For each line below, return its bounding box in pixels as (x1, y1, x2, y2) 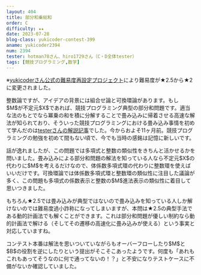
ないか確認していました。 (16, 262, 80, 270)
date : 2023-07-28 (6, 31, 50, 37)
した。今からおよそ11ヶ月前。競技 (94, 127, 178, 134)
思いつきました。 (6, 184, 49, 192)
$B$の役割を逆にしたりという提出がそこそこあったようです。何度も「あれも (6, 247, 195, 255)
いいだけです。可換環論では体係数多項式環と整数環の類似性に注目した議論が (6, 169, 195, 177)
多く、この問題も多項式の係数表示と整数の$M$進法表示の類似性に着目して (6, 177, 191, 184)
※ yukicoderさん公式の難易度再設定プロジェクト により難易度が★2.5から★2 (6, 76, 193, 83)
